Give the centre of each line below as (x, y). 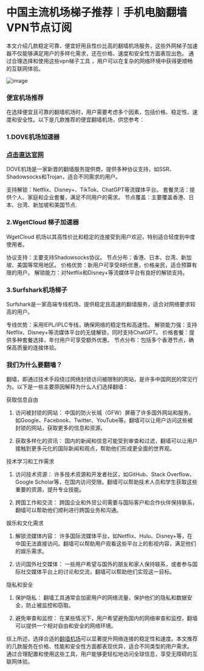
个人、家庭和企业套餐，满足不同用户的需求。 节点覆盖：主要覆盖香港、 (100, 197)
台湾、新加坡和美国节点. (47, 205)
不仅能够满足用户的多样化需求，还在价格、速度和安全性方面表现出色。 (99, 53)
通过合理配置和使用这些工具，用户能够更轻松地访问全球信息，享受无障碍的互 (102, 654)
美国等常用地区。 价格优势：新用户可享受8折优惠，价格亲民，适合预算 (104, 265)
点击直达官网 (25, 155)
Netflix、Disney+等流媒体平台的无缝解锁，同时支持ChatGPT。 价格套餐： (98, 332)
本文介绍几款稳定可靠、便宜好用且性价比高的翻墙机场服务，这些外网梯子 (97, 46)
